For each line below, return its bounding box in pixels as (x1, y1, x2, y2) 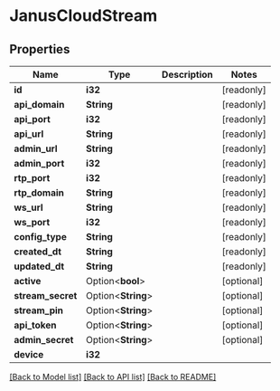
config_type (14, 231, 68, 243)
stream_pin (14, 304, 64, 317)
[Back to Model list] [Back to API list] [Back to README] (9, 372, 217, 382)
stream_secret (14, 290, 78, 301)
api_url (14, 128, 44, 140)
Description (161, 69, 214, 81)
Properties (9, 42, 70, 57)
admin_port (14, 157, 65, 169)
